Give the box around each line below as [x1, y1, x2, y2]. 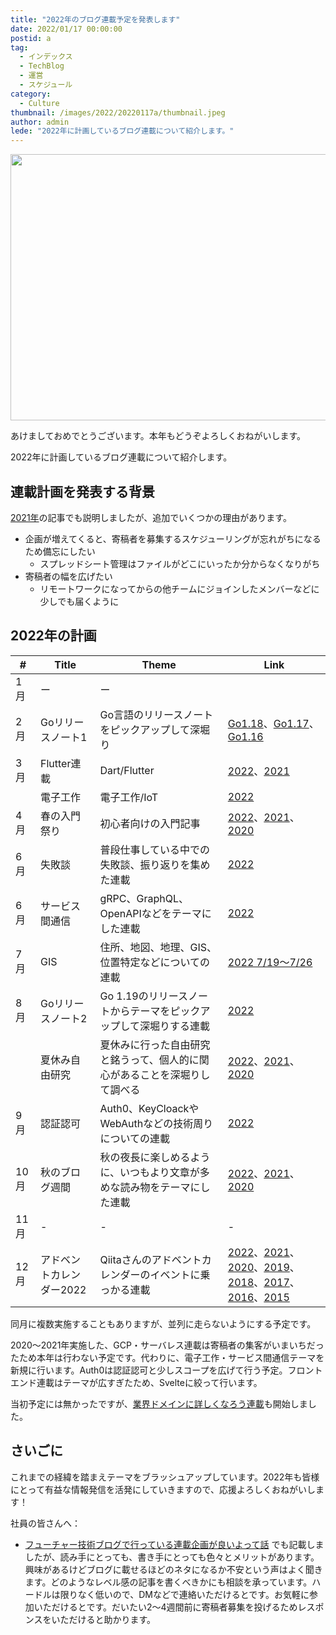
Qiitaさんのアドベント [99, 1252, 202, 1266]
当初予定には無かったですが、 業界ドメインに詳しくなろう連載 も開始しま [10, 1397, 308, 1410]
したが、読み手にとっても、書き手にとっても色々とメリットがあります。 [24, 1551, 320, 1563]
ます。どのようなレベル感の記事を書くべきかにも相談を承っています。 [24, 1576, 313, 1588]
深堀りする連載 [139, 1019, 210, 1033]
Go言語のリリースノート [99, 707, 214, 721]
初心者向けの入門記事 [99, 816, 201, 830]
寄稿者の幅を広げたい [24, 570, 113, 582]
